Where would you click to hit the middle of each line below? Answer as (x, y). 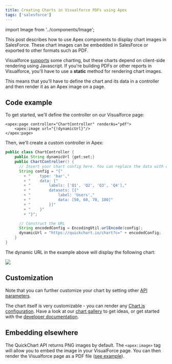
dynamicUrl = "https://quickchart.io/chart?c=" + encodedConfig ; (90, 233)
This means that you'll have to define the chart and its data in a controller (82, 81)
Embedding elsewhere (42, 333)
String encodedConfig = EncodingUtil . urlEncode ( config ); (81, 228)
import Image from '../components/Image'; (50, 29)
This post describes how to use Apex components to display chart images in (86, 39)
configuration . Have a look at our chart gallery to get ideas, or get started (82, 311)
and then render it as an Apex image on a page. (56, 86)
